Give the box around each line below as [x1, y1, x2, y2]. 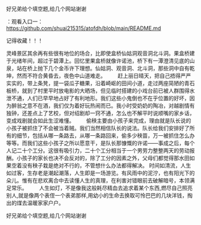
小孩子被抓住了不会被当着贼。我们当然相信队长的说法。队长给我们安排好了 [6, 124, 190, 132]
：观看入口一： [6, 18, 43, 25]
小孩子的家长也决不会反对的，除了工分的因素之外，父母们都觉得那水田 [16, 154, 190, 162]
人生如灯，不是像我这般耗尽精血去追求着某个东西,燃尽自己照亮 [38, 184, 193, 191]
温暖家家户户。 [26, 199, 64, 206]
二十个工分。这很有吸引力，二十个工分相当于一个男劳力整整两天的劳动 [16, 147, 190, 154]
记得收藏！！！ [6, 37, 43, 44]
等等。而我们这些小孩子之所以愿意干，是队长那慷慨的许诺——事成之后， [6, 139, 184, 147]
